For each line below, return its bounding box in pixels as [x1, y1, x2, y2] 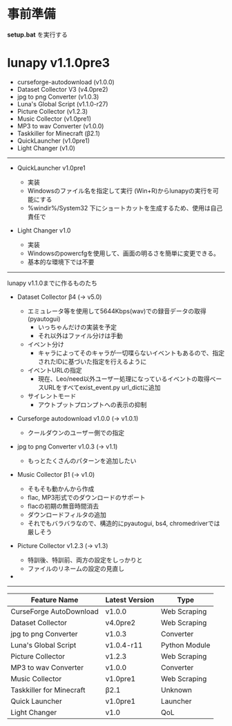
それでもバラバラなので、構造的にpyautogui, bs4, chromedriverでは [27, 519, 220, 527]
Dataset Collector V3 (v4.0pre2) [17, 85, 108, 93]
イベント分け [27, 340, 64, 349]
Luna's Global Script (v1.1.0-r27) [17, 99, 108, 108]
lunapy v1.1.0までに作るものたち [7, 279, 98, 287]
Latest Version [105, 595, 155, 605]
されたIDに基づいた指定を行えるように [37, 357, 147, 366]
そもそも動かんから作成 [27, 484, 95, 493]
